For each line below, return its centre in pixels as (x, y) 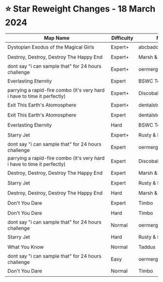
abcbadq (149, 47)
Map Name (57, 38)
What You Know (26, 247)
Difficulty (122, 38)
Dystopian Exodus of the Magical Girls (51, 47)
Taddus (147, 247)
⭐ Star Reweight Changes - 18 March (80, 9)
